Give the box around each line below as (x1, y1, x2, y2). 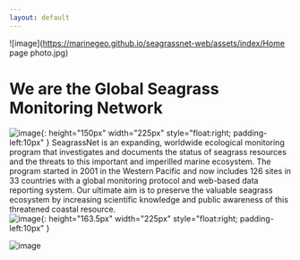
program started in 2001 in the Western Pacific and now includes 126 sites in (9, 165, 292, 176)
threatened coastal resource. (9, 204, 116, 214)
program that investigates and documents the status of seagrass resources (9, 146, 287, 157)
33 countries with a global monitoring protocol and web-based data (9, 175, 259, 186)
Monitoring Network (9, 98, 163, 117)
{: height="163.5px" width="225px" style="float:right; (40, 212, 239, 224)
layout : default (9, 13, 70, 22)
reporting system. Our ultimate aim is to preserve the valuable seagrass (9, 185, 273, 195)
